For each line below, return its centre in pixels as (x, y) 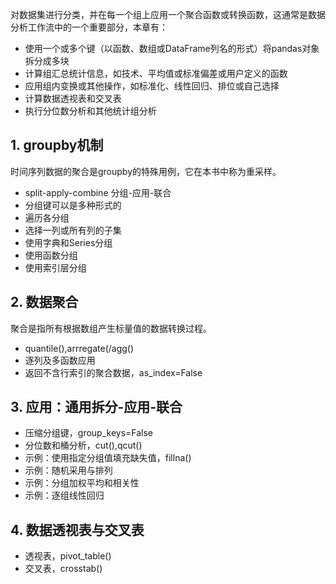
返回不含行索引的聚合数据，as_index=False (113, 372)
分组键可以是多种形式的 (73, 205)
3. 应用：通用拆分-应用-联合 (96, 407)
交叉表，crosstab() (63, 569)
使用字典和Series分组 (68, 242)
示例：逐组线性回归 (64, 495)
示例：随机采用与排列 (68, 470)
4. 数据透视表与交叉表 (77, 529)
